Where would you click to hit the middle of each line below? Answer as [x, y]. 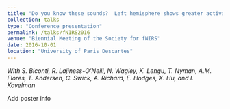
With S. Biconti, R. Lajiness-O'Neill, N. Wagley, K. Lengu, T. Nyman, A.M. [110, 71]
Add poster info [29, 98]
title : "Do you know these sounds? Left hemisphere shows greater [105, 13]
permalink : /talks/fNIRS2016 [49, 32]
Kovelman [21, 85]
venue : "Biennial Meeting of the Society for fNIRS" [84, 39]
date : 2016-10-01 [32, 45]
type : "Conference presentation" [55, 26]
